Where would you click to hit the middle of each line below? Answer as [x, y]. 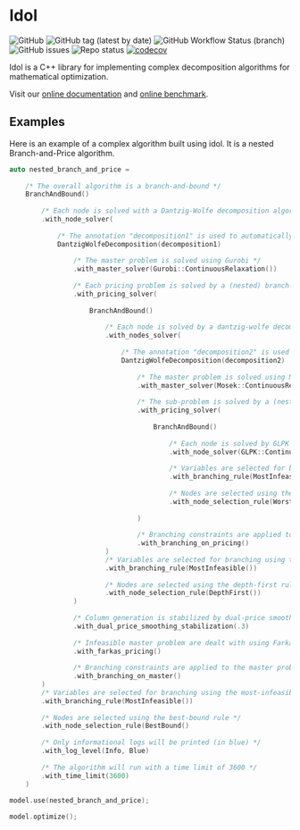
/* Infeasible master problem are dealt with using [171, 643]
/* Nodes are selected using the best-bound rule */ [142, 717]
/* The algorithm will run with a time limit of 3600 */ [149, 767]
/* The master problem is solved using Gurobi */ [167, 261]
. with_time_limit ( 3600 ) [85, 776]
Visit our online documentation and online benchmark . [109, 94]
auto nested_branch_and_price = [69, 169]
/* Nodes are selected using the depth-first [191, 585]
